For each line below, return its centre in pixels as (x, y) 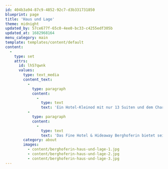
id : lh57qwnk (32, 65)
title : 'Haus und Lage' (30, 19)
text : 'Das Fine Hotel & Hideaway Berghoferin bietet (98, 135)
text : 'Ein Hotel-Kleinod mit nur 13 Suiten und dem (97, 107)
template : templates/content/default (44, 42)
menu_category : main (27, 38)
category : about (40, 140)
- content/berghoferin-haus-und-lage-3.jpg (73, 158)
